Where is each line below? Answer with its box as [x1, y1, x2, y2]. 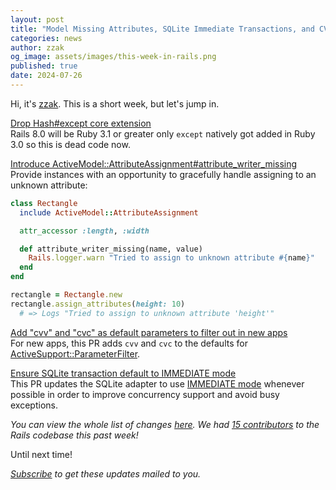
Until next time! [10, 448, 73, 460]
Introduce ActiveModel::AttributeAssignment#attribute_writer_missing [10, 157, 298, 170]
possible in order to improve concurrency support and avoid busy [10, 388, 280, 400]
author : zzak [10, 42, 65, 53]
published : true [10, 61, 78, 71]
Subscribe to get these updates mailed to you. [10, 467, 202, 480]
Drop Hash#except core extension [10, 117, 152, 129]
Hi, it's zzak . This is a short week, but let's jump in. [10, 97, 220, 110]
